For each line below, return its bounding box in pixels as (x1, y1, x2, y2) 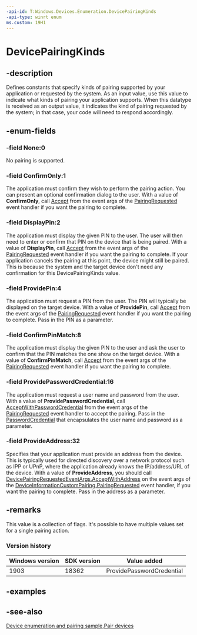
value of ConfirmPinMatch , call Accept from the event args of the (6, 357, 166, 364)
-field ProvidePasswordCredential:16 (6, 378, 114, 386)
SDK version (64, 557, 101, 565)
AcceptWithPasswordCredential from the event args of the (6, 404, 148, 411)
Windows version (9, 557, 59, 565)
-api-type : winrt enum (6, 14, 62, 20)
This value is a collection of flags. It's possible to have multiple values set (6, 520, 184, 527)
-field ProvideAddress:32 (6, 437, 81, 445)
